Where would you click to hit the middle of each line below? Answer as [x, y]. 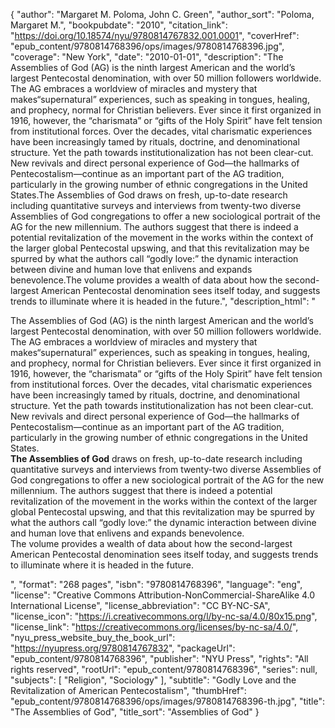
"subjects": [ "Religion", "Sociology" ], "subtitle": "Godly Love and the [153, 680]
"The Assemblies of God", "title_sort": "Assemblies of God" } [135, 712]
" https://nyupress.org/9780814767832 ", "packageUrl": [123, 648]
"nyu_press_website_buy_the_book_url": [93, 637]
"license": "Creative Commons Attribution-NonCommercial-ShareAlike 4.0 [163, 595]
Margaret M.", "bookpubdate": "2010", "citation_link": [119, 25]
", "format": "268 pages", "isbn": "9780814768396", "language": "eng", [156, 584]
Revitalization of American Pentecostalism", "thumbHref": [128, 690]
